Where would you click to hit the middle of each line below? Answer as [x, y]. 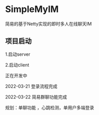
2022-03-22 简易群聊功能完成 [36, 97]
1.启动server [18, 54]
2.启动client [17, 65]
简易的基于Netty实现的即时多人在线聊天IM [48, 24]
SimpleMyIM [32, 9]
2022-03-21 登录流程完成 [31, 86]
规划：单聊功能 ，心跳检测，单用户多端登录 [49, 107]
